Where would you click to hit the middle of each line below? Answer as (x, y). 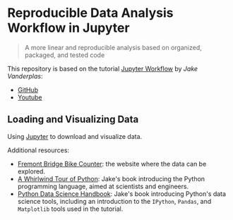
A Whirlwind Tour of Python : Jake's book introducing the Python (111, 178)
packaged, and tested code (65, 55)
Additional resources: (38, 150)
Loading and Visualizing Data (73, 120)
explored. (31, 171)
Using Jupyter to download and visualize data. (75, 136)
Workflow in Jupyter (68, 28)
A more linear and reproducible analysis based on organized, (113, 47)
